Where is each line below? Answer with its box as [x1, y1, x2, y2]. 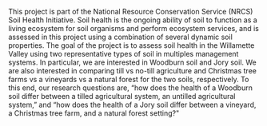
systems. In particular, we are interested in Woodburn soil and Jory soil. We [8, 57, 257, 67]
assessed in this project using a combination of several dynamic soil [8, 32, 233, 41]
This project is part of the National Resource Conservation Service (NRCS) [8, 7, 253, 16]
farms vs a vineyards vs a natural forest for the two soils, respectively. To [8, 75, 249, 84]
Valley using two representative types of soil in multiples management [8, 49, 239, 58]
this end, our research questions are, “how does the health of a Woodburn [8, 83, 253, 93]
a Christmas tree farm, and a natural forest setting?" [8, 108, 180, 118]
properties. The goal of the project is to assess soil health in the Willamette [8, 41, 255, 50]
